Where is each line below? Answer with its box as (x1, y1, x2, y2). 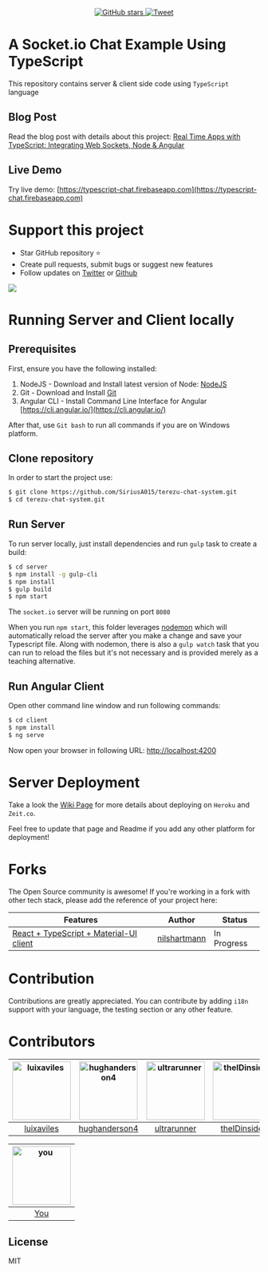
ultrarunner (154, 1123, 197, 1134)
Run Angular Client (8, 680, 104, 693)
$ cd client (8, 716, 48, 724)
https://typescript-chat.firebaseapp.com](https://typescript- (59, 184, 258, 194)
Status (222, 914, 248, 925)
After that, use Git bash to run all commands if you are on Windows (8, 420, 230, 430)
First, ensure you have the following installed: (8, 363, 157, 373)
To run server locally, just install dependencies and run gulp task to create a (8, 539, 258, 549)
